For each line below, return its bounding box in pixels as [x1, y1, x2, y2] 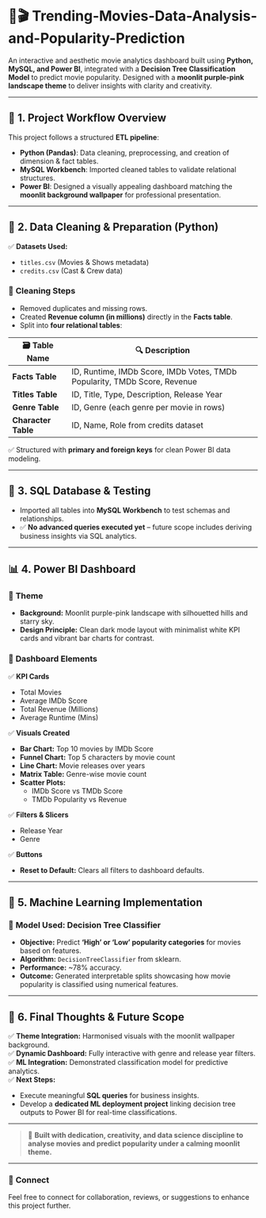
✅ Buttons [8, 849, 43, 859]
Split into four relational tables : [19, 320, 123, 330]
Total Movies [19, 687, 62, 697]
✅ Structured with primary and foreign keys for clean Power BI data [8, 444, 231, 454]
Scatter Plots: [19, 778, 66, 787]
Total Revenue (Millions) [19, 704, 99, 713]
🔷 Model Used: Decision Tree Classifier [8, 919, 161, 930]
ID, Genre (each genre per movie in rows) [70, 402, 226, 413]
